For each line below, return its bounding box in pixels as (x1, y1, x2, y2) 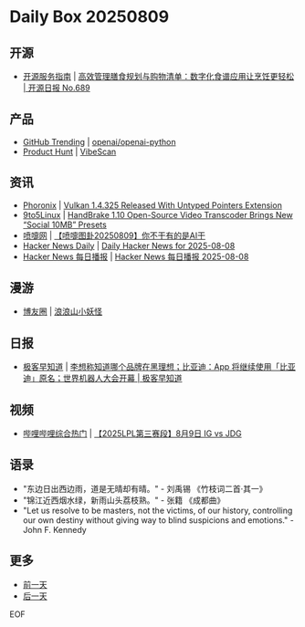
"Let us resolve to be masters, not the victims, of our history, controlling (22, 505, 293, 516)
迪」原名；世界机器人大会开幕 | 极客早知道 (22, 372, 183, 384)
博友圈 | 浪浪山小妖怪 (22, 306, 103, 317)
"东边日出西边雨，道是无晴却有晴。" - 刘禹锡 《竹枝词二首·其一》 (22, 483, 268, 494)
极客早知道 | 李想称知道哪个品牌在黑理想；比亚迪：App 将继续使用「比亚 (22, 361, 297, 372)
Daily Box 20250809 (9, 6, 170, 27)
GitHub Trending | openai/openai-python (22, 136, 176, 147)
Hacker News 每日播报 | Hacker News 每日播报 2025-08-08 (22, 251, 249, 262)
